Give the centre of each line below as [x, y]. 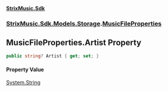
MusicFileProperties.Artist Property [74, 42]
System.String [23, 83]
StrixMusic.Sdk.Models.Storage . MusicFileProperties [84, 24]
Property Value [25, 69]
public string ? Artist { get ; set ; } [53, 56]
